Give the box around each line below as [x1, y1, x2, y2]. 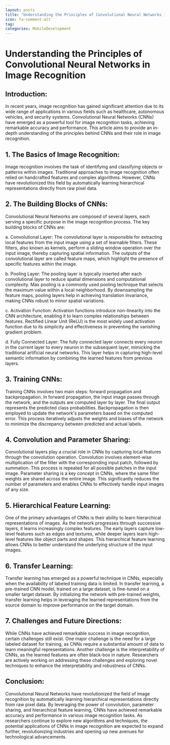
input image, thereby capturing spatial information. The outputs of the [5, 250, 151, 256]
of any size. [5, 487, 29, 493]
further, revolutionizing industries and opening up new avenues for [5, 728, 144, 734]
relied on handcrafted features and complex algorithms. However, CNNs [5, 174, 156, 180]
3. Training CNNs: [5, 375, 62, 384]
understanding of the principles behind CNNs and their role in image [18, 130, 161, 136]
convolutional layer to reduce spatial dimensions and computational [5, 276, 146, 282]
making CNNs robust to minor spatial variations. [5, 297, 105, 304]
